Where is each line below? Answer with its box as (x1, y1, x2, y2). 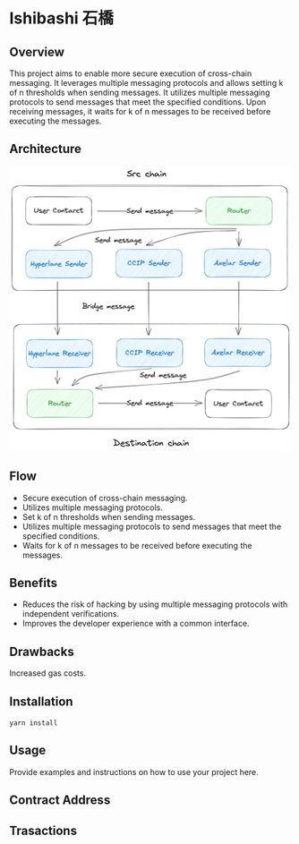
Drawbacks (9, 644, 74, 659)
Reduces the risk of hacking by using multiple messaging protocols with (21, 599, 288, 610)
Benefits (9, 575, 58, 591)
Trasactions (9, 823, 78, 838)
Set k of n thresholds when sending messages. (21, 511, 196, 522)
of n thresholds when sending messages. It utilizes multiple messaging (9, 87, 270, 98)
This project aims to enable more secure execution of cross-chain (9, 68, 252, 79)
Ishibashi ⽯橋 (9, 8, 115, 29)
